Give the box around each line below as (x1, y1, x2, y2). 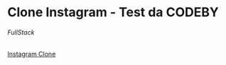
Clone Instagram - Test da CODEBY (7, 4, 219, 20)
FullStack (7, 28, 35, 36)
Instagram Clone (7, 50, 56, 59)
